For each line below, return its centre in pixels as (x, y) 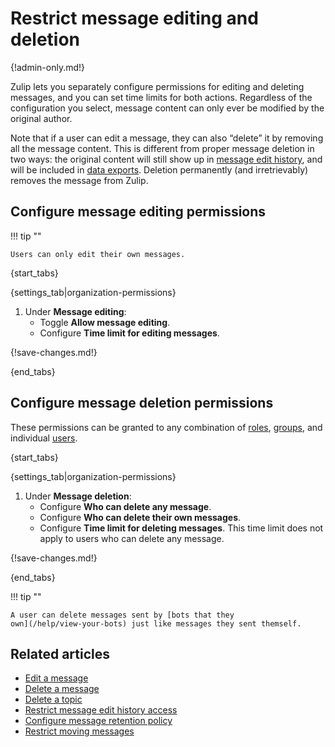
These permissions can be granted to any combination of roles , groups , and (166, 427)
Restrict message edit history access (101, 710)
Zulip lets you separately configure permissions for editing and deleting (157, 86)
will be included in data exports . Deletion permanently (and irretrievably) (159, 169)
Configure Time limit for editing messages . (129, 333)
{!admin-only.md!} (48, 67)
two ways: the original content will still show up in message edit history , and (166, 159)
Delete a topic (53, 699)
